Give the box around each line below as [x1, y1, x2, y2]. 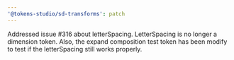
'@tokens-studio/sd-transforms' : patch [7, 10, 126, 18]
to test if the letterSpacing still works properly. [7, 44, 143, 53]
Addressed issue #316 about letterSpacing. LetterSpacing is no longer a [7, 30, 218, 38]
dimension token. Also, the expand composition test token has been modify [7, 37, 228, 46]
